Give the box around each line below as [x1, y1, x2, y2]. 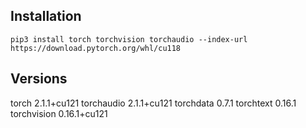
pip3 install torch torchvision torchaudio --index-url [10, 34, 248, 44]
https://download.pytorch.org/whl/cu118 [10, 43, 182, 53]
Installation [10, 8, 82, 25]
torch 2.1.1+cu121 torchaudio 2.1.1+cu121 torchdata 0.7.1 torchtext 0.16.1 [10, 97, 297, 109]
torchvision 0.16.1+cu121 [10, 107, 108, 119]
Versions [10, 70, 68, 88]
